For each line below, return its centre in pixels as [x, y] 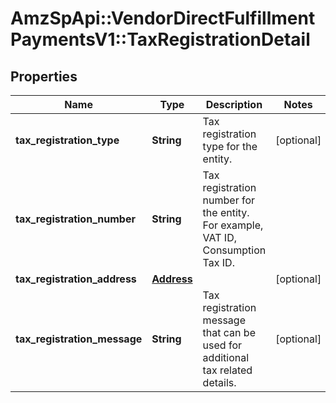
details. [219, 382]
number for [229, 200]
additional [226, 357]
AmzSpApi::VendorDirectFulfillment [163, 18]
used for [222, 345]
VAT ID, [219, 237]
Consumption [234, 250]
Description [234, 104]
